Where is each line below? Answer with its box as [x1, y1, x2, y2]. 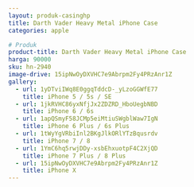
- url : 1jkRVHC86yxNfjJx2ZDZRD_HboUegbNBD [15, 100, 158, 108]
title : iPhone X [22, 166, 77, 175]
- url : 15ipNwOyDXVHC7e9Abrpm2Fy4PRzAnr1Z [15, 159, 158, 167]
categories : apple [8, 26, 69, 34]
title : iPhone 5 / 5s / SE [22, 92, 112, 100]
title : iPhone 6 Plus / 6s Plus [22, 123, 130, 131]
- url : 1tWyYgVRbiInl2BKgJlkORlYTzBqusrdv [15, 130, 158, 138]
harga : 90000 [8, 56, 52, 64]
